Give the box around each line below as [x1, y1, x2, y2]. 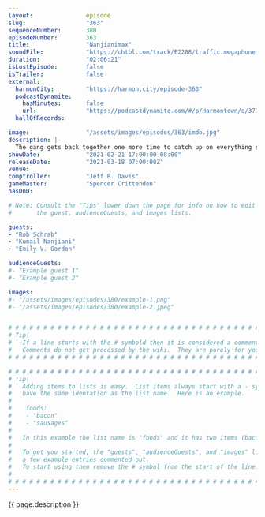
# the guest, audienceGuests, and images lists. [8, 208, 192, 217]
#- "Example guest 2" [8, 274, 80, 282]
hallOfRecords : [15, 114, 65, 122]
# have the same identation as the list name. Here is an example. [8, 390, 245, 398]
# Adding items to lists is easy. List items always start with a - [8, 382, 248, 391]
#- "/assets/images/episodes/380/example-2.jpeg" [8, 303, 175, 311]
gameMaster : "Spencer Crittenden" [8, 180, 157, 188]
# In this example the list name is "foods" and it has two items [8, 433, 238, 442]
